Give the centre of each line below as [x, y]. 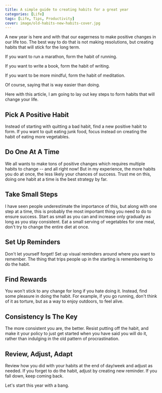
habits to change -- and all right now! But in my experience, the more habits [80, 169]
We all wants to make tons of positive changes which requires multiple [75, 164]
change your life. [22, 100]
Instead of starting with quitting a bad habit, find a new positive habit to [76, 126]
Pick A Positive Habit [37, 115]
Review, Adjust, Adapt [39, 354]
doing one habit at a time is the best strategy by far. [56, 179]
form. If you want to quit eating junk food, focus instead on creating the [76, 132]
